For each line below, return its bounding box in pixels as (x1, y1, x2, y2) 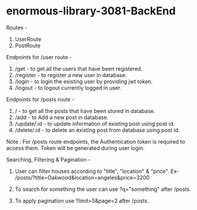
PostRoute (14, 42, 41, 49)
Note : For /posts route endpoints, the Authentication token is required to (6, 138, 186, 145)
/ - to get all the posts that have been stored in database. (14, 107, 156, 114)
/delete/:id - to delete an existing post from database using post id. (14, 126, 180, 133)
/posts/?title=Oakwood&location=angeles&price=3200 (14, 174, 150, 181)
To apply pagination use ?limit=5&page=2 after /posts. (14, 197, 149, 204)
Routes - (6, 24, 28, 31)
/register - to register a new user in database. (14, 71, 127, 78)
